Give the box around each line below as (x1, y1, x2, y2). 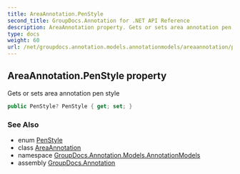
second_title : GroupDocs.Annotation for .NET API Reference (7, 17, 191, 24)
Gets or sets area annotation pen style (7, 88, 120, 97)
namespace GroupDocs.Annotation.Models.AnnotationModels (17, 150, 201, 159)
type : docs (7, 30, 40, 38)
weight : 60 (7, 37, 40, 44)
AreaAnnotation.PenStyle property (7, 70, 167, 82)
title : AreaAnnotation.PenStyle (7, 10, 104, 18)
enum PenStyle (17, 135, 63, 144)
